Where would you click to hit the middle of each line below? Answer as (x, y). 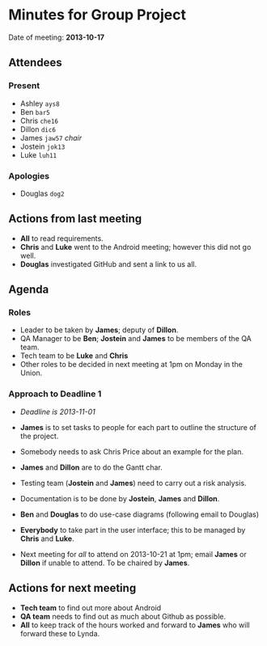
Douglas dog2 (42, 193)
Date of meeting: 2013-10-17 (57, 37)
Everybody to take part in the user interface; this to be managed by (133, 530)
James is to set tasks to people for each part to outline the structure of (138, 427)
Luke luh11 (38, 154)
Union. (31, 373)
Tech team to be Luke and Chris (74, 356)
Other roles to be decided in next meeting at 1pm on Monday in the (131, 365)
